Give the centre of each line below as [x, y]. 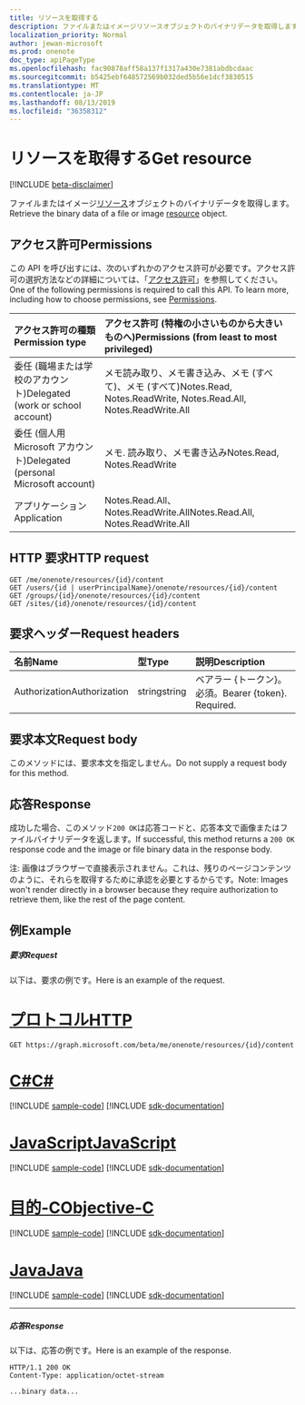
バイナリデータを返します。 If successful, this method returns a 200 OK [164, 839]
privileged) [128, 349]
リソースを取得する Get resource [131, 159]
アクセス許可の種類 [55, 330]
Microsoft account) [55, 484]
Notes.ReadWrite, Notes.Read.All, [175, 399]
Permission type [50, 342]
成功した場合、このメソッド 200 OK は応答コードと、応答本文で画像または [145, 828]
